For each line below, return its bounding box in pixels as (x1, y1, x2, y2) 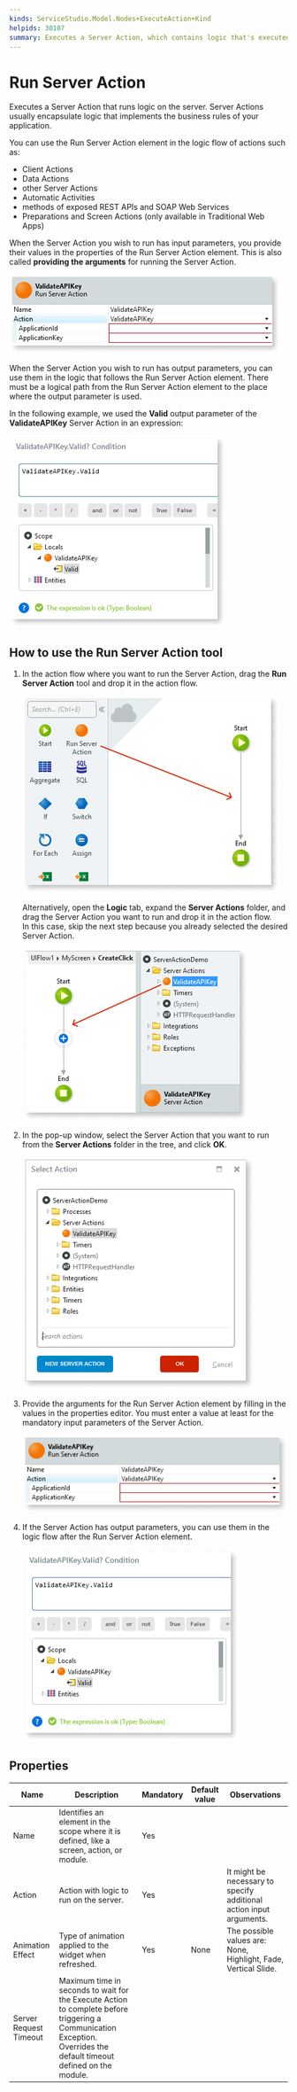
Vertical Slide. (226, 1964, 277, 1974)
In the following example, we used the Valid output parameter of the (9, 408, 258, 419)
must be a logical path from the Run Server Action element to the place (9, 382, 268, 393)
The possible (226, 1925, 274, 1936)
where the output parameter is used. (9, 391, 142, 402)
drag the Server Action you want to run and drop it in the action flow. (21, 912, 272, 922)
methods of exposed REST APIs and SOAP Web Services (21, 202, 230, 213)
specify (226, 1885, 255, 1895)
